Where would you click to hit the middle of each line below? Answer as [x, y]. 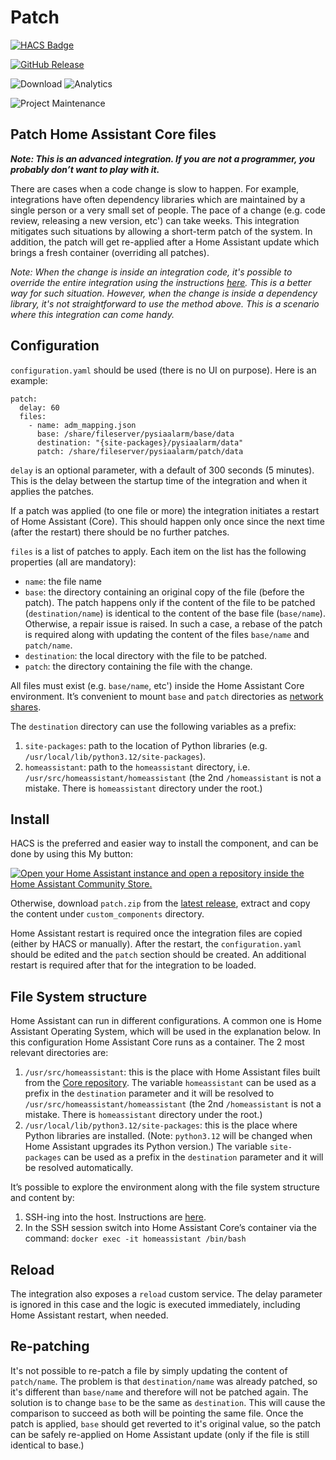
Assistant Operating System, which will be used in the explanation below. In [166, 1032]
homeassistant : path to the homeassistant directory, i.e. [137, 767]
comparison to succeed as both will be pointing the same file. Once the [157, 1413]
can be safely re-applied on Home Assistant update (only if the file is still [160, 1434]
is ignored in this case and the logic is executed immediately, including [155, 1304]
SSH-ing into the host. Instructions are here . [115, 1217]
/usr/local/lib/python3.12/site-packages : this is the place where [161, 1125]
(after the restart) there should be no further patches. [120, 532]
